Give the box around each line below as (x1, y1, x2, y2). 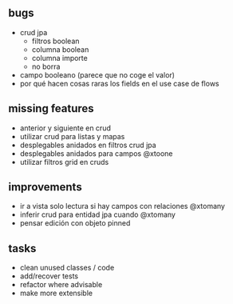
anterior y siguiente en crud (19, 123, 112, 133)
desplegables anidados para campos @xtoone (19, 148, 173, 158)
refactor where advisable (19, 280, 103, 290)
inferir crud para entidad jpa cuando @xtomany (19, 210, 176, 219)
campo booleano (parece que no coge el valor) (19, 70, 176, 79)
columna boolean (31, 44, 89, 54)
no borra (31, 62, 61, 71)
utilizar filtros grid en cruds (19, 157, 109, 166)
